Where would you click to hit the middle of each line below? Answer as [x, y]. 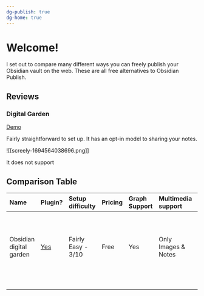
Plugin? [52, 202]
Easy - [79, 247]
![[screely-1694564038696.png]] [48, 151]
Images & [172, 247]
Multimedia [175, 198]
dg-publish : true [28, 12]
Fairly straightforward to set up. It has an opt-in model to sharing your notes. [102, 139]
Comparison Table [42, 181]
